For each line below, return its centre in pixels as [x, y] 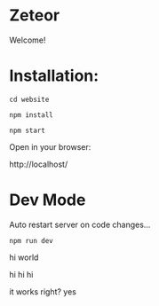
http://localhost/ [39, 164]
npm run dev [31, 240]
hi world [24, 257]
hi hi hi [21, 274]
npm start [28, 130]
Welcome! [28, 40]
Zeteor [35, 16]
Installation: [54, 76]
